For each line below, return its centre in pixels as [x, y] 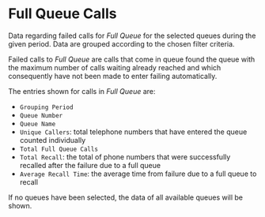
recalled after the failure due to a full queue [90, 165]
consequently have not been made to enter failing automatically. [113, 76]
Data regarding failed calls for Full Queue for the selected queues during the [132, 36]
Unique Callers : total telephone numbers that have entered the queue [133, 132]
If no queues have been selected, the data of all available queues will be [126, 197]
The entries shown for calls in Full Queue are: [82, 91]
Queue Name [38, 124]
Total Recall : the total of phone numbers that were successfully [125, 157]
